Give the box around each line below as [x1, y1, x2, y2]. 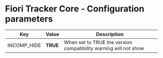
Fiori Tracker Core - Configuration [5, 3, 145, 14]
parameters [5, 13, 53, 24]
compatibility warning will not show [64, 45, 145, 51]
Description [96, 31, 124, 37]
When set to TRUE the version [64, 39, 132, 46]
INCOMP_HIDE [7, 42, 41, 48]
